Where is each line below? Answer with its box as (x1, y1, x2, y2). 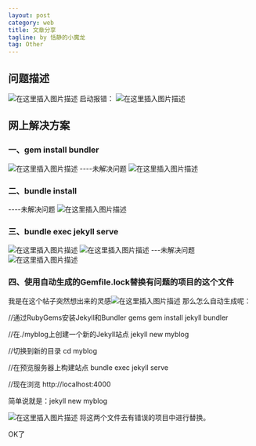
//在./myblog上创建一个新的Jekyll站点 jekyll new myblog (8, 329, 189, 339)
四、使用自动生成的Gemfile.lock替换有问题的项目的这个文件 (8, 277, 235, 288)
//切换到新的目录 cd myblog (8, 346, 98, 355)
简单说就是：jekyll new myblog (8, 396, 108, 405)
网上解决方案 (8, 119, 70, 132)
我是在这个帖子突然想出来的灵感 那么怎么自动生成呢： (8, 296, 251, 306)
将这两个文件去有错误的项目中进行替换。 (79, 412, 210, 422)
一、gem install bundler (8, 144, 99, 155)
